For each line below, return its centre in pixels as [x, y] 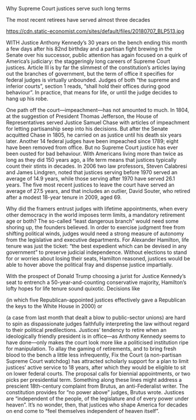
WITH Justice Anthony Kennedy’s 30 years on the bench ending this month [97, 43]
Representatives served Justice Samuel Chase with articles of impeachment [98, 122]
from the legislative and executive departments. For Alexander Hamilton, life [97, 240]
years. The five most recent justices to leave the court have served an [90, 185]
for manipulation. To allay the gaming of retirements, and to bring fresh [91, 349]
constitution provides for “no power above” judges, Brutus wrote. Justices [95, 392]
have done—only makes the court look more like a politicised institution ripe [97, 342]
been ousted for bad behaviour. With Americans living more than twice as [94, 154]
